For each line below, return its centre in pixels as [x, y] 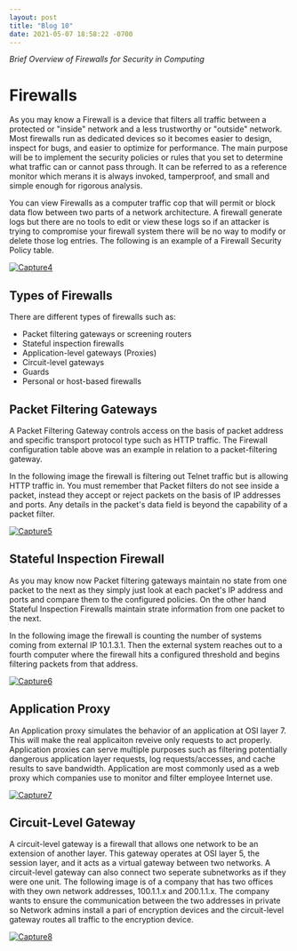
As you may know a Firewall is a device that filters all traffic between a [138, 120]
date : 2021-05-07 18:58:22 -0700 [71, 34]
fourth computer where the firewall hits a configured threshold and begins [144, 654]
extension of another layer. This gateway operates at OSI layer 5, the [135, 853]
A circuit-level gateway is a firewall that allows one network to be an [134, 844]
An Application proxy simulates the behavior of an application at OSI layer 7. [148, 731]
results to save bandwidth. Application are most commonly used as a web [144, 768]
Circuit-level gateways [63, 363]
